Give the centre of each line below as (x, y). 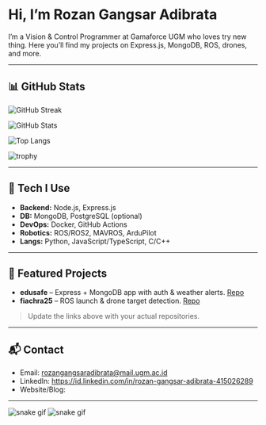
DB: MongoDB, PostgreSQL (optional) (81, 216)
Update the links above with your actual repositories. (114, 316)
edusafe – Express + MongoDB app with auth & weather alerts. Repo (132, 293)
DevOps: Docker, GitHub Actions (74, 224)
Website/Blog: (42, 389)
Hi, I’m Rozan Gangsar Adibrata (113, 15)
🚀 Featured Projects (58, 273)
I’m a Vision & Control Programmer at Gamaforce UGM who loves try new (127, 36)
